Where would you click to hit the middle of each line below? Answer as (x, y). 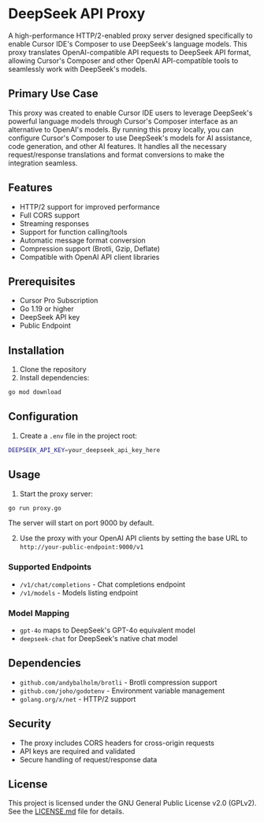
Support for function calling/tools (73, 232)
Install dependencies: (54, 378)
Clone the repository (53, 369)
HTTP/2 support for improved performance (89, 206)
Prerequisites (42, 282)
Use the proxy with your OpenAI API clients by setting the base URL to (134, 538)
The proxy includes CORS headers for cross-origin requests (117, 743)
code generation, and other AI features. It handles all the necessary (117, 146)
